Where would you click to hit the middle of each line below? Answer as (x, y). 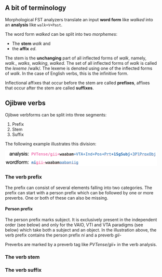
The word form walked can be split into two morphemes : (61, 34)
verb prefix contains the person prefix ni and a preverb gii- (63, 235)
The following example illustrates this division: (51, 144)
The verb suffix (23, 270)
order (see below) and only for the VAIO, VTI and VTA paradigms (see (74, 225)
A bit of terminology (36, 8)
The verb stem (22, 257)
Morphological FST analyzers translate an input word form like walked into (79, 19)
